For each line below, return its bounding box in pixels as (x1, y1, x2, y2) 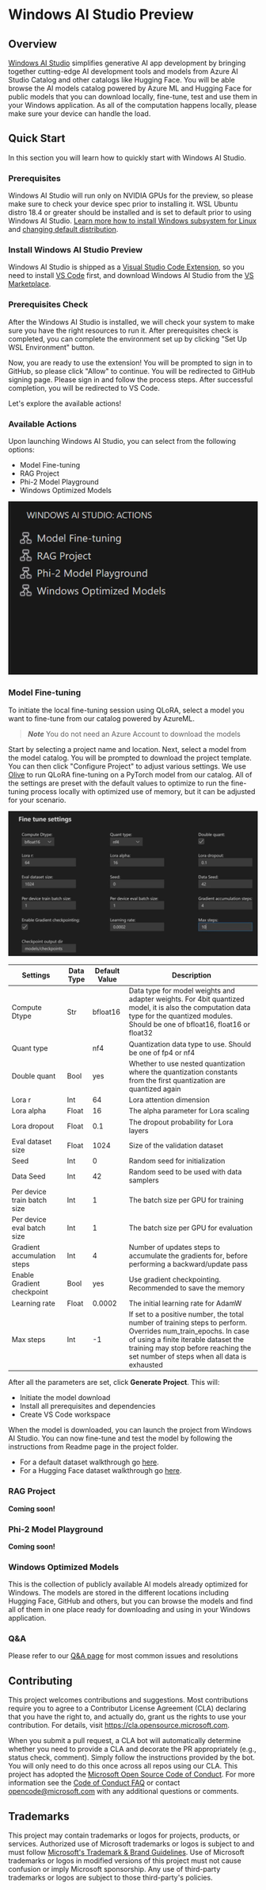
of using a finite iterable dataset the (128, 1334, 244, 1344)
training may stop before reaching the (128, 1343, 252, 1352)
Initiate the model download (19, 1393, 111, 1402)
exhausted (128, 1360, 164, 1369)
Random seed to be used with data (128, 1167, 242, 1177)
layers (128, 1125, 149, 1135)
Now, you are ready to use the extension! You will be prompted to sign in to (8, 357, 253, 367)
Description (171, 970, 211, 980)
